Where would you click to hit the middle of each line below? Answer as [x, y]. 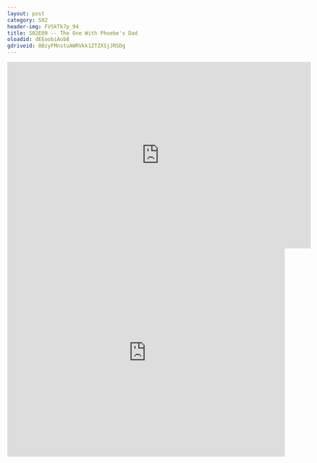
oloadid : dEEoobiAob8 [38, 40]
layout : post [26, 14]
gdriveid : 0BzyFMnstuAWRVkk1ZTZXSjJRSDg [67, 46]
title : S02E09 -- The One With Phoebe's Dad [72, 33]
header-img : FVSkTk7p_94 [43, 26]
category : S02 [28, 20]
